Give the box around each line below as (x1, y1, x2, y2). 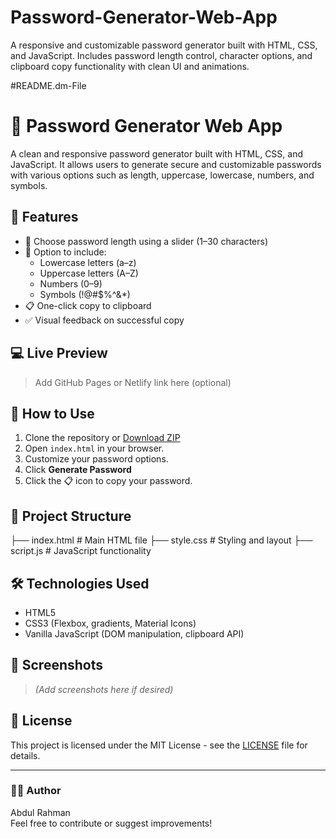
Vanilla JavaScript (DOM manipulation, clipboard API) (24, 627, 245, 640)
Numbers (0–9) (39, 277, 103, 290)
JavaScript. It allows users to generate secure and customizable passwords (10, 158, 322, 170)
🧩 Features (10, 209, 79, 226)
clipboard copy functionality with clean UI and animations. (10, 60, 250, 72)
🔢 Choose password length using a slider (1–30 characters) (24, 235, 269, 247)
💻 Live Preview (10, 345, 108, 362)
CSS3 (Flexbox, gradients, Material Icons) (24, 617, 197, 629)
